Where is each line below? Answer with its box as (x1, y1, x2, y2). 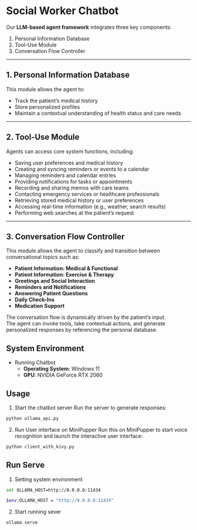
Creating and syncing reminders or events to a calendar (14, 165, 150, 172)
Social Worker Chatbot (6, 4, 119, 18)
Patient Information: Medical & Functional (14, 265, 118, 272)
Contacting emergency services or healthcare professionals (14, 190, 159, 198)
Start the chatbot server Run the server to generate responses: (14, 404, 167, 411)
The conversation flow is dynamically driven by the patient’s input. (6, 314, 166, 321)
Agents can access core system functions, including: (6, 148, 134, 155)
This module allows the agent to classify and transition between (6, 247, 160, 254)
